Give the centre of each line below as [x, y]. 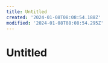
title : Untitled [27, 12]
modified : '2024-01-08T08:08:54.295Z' [55, 23]
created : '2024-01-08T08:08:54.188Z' [54, 17]
